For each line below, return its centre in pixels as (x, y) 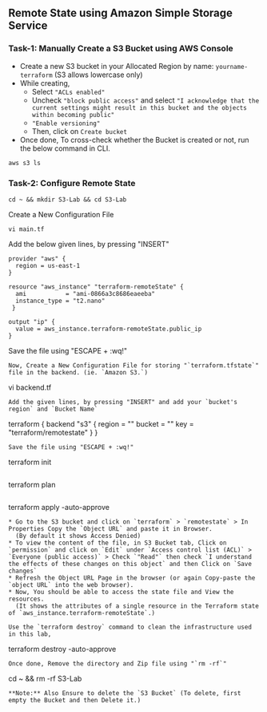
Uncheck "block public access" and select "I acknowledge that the (145, 100)
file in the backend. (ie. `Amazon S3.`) (78, 372)
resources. (26, 599)
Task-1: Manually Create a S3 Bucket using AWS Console (121, 49)
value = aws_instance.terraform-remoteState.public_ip (109, 329)
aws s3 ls (25, 163)
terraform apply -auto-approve (59, 507)
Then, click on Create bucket (80, 131)
